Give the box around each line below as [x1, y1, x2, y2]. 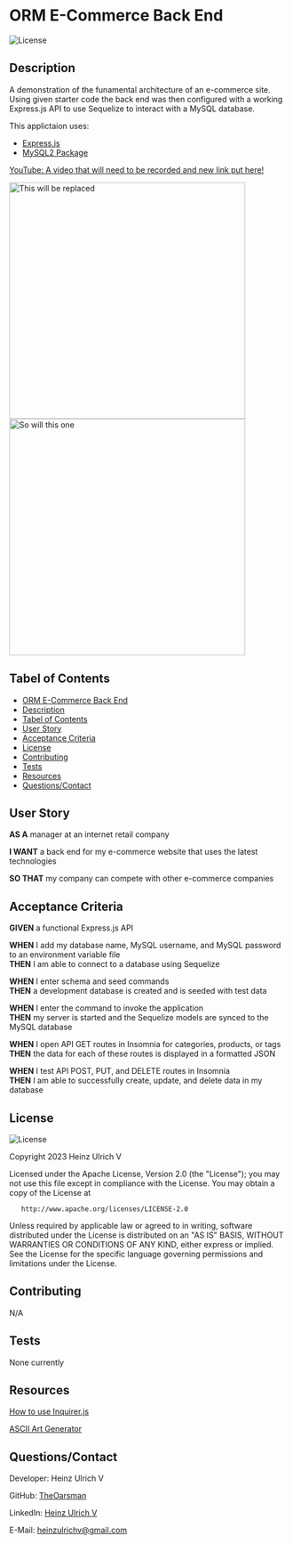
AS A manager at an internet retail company [9, 829, 170, 840]
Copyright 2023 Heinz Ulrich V [9, 1151, 122, 1162]
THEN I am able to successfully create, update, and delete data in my [9, 1075, 263, 1086]
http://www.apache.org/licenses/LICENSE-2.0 [20, 1205, 189, 1214]
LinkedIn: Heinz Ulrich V [9, 1507, 98, 1518]
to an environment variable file [9, 949, 121, 960]
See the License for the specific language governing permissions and [9, 1248, 264, 1259]
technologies [9, 856, 57, 866]
